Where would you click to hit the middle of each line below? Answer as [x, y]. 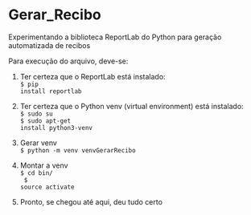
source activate [47, 187]
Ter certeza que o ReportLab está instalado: [93, 76]
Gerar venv [39, 143]
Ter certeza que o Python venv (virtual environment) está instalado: [132, 106]
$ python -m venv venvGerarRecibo [78, 150]
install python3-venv [56, 128]
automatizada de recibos [49, 45]
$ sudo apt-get [45, 121]
